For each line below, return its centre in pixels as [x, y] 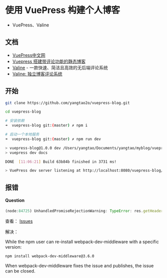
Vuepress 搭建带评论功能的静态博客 [49, 61]
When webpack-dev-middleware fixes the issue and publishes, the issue [80, 266]
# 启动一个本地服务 [22, 135]
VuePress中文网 [29, 55]
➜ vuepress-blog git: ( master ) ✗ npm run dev [53, 139]
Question [15, 200]
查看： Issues [19, 221]
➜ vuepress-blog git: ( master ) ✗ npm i [46, 126]
